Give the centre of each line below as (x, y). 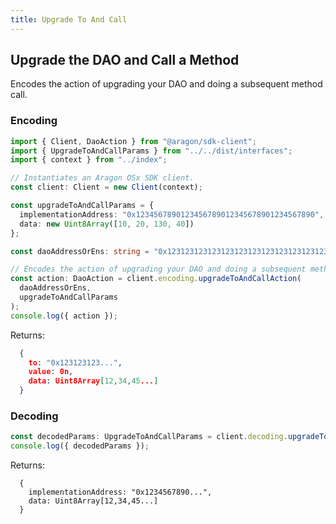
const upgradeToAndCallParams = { (82, 206)
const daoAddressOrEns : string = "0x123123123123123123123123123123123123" (171, 251)
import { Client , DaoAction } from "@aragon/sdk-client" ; (133, 141)
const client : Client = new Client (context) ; (106, 187)
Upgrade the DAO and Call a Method (125, 60)
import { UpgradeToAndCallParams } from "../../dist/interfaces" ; (151, 151)
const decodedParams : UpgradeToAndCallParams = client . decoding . (149, 437)
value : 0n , (51, 372)
